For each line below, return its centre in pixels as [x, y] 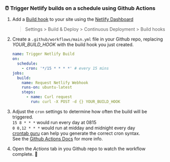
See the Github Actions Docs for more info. [57, 138]
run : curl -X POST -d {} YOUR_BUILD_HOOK [76, 102]
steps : [29, 92]
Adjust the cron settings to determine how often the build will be [80, 111]
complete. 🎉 [25, 154]
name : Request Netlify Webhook [55, 83]
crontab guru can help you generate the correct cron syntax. [76, 133]
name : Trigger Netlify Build [43, 54]
